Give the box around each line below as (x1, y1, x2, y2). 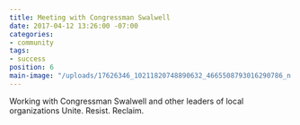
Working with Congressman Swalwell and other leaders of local (9, 96, 244, 106)
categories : (9, 29, 54, 38)
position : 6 (9, 63, 54, 72)
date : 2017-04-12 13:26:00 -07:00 (9, 21, 139, 30)
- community (9, 37, 54, 47)
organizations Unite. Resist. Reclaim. (9, 104, 145, 116)
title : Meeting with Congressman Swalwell (9, 12, 171, 22)
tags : (9, 46, 30, 55)
